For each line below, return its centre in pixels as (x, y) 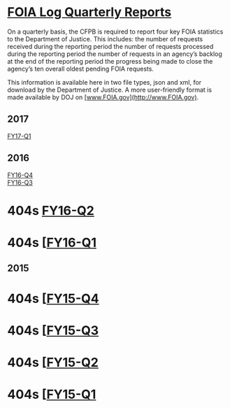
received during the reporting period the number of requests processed (110, 46)
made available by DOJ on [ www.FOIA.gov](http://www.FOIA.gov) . (103, 97)
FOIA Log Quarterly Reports (89, 12)
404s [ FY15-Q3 (53, 330)
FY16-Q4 (20, 175)
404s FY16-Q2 (51, 210)
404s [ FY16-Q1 (52, 242)
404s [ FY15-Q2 (53, 362)
